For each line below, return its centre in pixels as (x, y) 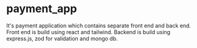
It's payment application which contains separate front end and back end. (99, 26)
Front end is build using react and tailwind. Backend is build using (88, 32)
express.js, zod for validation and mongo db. (62, 38)
